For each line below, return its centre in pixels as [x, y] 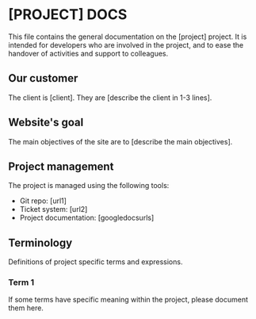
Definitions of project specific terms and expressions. [96, 262]
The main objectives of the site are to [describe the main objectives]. [120, 141]
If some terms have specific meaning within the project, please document [128, 300]
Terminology [40, 242]
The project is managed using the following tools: [89, 186]
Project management [61, 166]
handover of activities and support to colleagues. [88, 53]
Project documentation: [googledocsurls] [87, 218]
